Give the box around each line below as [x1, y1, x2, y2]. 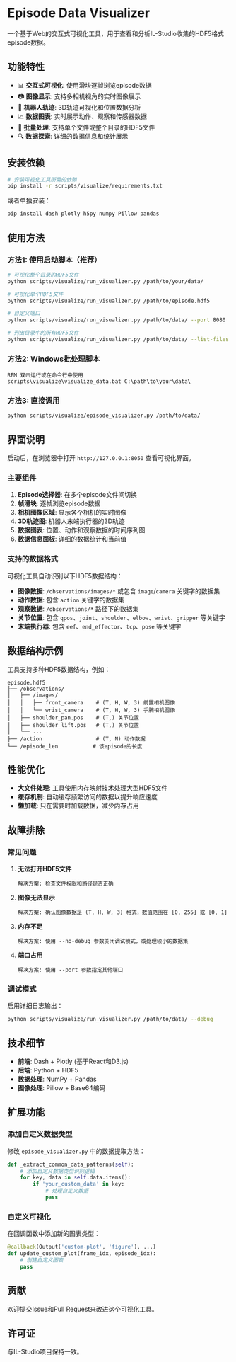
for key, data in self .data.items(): [20, 1174, 131, 1181]
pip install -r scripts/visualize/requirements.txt [7, 183, 163, 190]
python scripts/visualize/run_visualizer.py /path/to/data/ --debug [7, 1016, 213, 1023]
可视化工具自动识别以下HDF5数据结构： [7, 571, 124, 580]
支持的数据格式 [7, 554, 59, 564]
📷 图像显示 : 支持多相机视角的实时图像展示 [17, 92, 141, 101]
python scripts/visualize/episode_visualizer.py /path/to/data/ [7, 412, 201, 419]
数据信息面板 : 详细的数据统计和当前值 [17, 534, 127, 543]
